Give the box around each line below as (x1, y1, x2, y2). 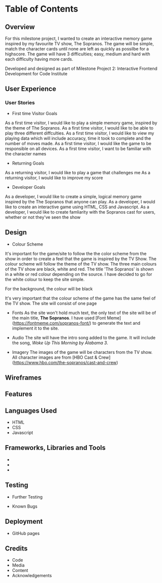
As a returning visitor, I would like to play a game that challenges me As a (5, 169, 151, 175)
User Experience (5, 85, 57, 93)
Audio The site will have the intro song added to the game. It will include (12, 334, 156, 340)
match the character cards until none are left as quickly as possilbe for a (5, 46, 149, 51)
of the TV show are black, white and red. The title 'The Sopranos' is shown (5, 266, 154, 272)
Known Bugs (12, 503, 38, 509)
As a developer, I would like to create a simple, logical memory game (5, 193, 142, 200)
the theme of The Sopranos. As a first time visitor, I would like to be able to (5, 125, 154, 131)
